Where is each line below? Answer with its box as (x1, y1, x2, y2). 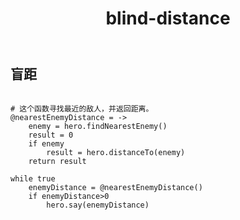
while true (10, 173, 56, 184)
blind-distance (105, 7, 231, 30)
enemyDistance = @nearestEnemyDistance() (28, 182, 203, 192)
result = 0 (28, 130, 74, 140)
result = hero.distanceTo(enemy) (46, 147, 186, 157)
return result (28, 156, 87, 166)
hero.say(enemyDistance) (46, 200, 150, 210)
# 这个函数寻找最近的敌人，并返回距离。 (10, 103, 154, 114)
